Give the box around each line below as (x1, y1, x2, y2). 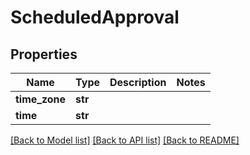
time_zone (15, 92, 67, 106)
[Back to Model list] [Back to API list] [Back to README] (10, 134, 240, 146)
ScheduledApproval (10, 6, 180, 29)
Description (109, 76, 167, 89)
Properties (10, 46, 78, 63)
